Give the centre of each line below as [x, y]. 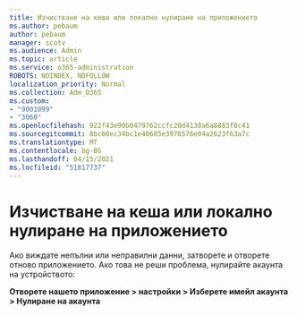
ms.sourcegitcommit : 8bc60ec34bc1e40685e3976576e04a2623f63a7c [130, 134]
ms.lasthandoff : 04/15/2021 [62, 159]
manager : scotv [38, 43]
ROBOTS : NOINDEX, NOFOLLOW [59, 76]
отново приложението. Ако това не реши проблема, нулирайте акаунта [146, 265]
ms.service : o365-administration [72, 68]
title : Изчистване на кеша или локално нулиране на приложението [133, 17]
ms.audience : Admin [46, 51]
